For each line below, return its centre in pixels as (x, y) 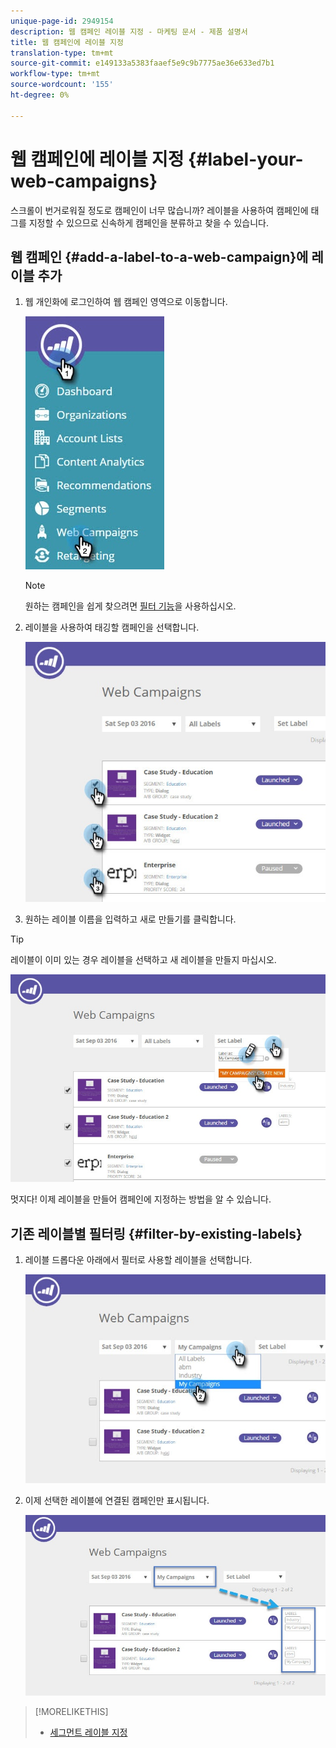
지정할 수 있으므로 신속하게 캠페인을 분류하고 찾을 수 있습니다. (148, 222)
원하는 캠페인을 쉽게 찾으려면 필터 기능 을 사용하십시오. (130, 606)
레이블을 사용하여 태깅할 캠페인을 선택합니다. (112, 627)
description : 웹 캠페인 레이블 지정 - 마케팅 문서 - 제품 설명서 (129, 31)
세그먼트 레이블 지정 (88, 1732)
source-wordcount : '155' (62, 85)
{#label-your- (246, 159)
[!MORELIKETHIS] (71, 1712)
